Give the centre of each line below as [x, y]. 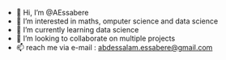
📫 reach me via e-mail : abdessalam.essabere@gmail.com [114, 47]
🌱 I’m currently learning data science [77, 30]
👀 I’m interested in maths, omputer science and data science [117, 21]
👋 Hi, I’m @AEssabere [52, 13]
